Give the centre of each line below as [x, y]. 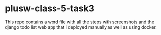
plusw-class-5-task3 [50, 9]
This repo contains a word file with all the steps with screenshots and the [80, 22]
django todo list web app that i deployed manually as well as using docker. [81, 27]
